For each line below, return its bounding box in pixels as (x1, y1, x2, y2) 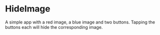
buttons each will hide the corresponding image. (5, 24, 103, 30)
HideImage (5, 3, 51, 14)
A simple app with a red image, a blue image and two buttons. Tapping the (5, 19, 156, 25)
